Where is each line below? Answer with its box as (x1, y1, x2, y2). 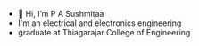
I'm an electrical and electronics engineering (17, 18, 182, 28)
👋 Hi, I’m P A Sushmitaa (17, 9, 104, 19)
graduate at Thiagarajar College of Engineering (17, 27, 191, 37)
